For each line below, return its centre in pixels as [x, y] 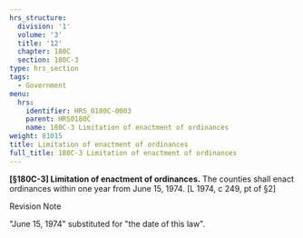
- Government [42, 85]
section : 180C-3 [48, 60]
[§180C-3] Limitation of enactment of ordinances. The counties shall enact [152, 179]
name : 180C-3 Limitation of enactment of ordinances [127, 128]
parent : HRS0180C [59, 119]
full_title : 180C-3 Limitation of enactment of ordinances [123, 153]
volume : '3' [40, 35]
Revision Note [35, 206]
